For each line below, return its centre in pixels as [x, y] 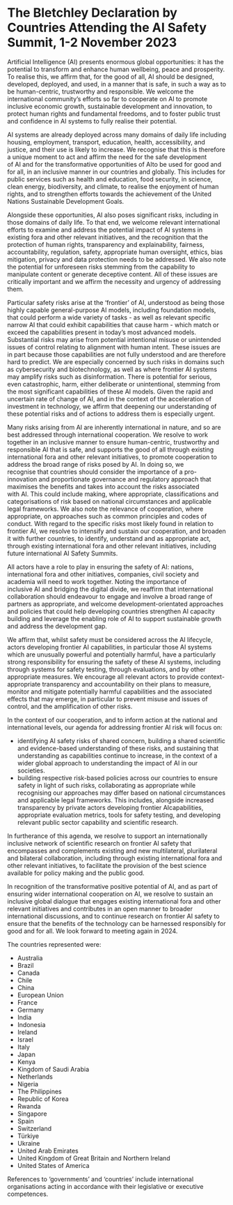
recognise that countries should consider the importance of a [95, 472]
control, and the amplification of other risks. [70, 706]
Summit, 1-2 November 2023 [92, 43]
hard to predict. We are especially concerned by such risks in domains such [116, 361]
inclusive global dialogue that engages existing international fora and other [114, 901]
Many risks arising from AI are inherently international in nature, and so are [114, 427]
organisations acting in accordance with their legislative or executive [105, 1186]
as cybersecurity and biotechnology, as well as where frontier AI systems [112, 369]
